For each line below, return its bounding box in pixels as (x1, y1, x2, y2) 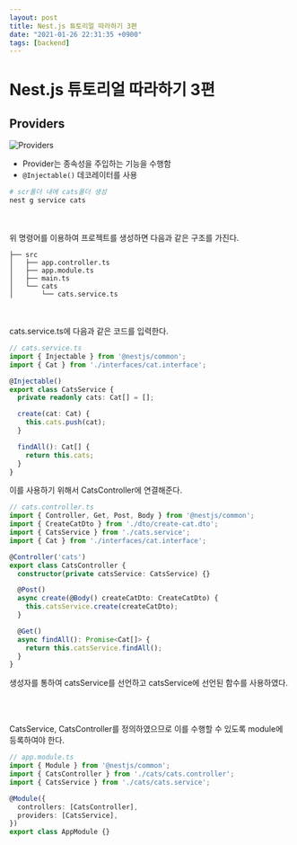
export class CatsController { (9, 561, 127, 570)
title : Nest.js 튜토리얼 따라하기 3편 (9, 22, 137, 31)
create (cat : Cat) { (17, 410, 91, 419)
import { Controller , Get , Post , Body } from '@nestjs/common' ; (9, 511, 255, 520)
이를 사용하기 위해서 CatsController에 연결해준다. (9, 485, 183, 495)
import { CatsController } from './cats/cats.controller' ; (9, 769, 235, 778)
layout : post (9, 13, 58, 22)
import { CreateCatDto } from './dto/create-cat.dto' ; (9, 520, 219, 529)
